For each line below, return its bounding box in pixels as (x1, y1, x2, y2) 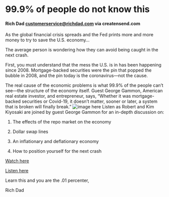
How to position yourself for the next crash (12, 148, 102, 154)
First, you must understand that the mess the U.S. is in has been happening (5, 62, 161, 68)
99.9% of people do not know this (5, 4, 150, 15)
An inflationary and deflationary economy (12, 139, 99, 145)
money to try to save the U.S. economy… (5, 37, 90, 43)
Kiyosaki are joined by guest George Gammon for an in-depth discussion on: (5, 109, 164, 115)
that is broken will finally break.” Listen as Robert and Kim (5, 104, 154, 110)
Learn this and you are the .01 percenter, (5, 177, 89, 183)
